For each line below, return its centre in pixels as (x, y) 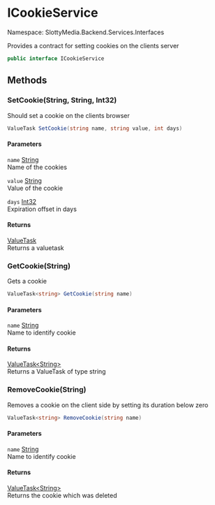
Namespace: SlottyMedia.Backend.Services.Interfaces (86, 32)
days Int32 (22, 201)
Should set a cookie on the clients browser (69, 115)
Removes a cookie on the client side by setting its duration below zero (108, 405)
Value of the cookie (35, 188)
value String (24, 180)
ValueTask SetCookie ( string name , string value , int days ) (95, 128)
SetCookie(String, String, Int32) (62, 101)
